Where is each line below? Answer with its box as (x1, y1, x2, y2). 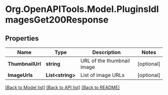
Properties (5, 34, 39, 42)
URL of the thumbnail (80, 57, 130, 64)
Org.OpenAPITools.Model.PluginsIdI (5, 3, 159, 15)
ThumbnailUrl (7, 60, 41, 67)
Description (92, 49, 121, 55)
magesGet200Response (5, 14, 109, 25)
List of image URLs (80, 71, 125, 78)
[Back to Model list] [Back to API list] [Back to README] (5, 84, 120, 90)
